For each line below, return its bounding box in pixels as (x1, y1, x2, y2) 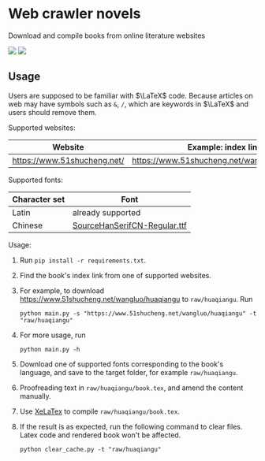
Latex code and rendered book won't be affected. (19, 430, 181, 440)
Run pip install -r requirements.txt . (19, 255, 147, 265)
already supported (72, 206, 141, 217)
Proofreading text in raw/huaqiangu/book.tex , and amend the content (19, 383, 244, 392)
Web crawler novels (8, 5, 141, 23)
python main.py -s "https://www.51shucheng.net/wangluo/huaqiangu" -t (19, 309, 257, 318)
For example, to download (19, 285, 105, 296)
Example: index (187, 141, 247, 152)
